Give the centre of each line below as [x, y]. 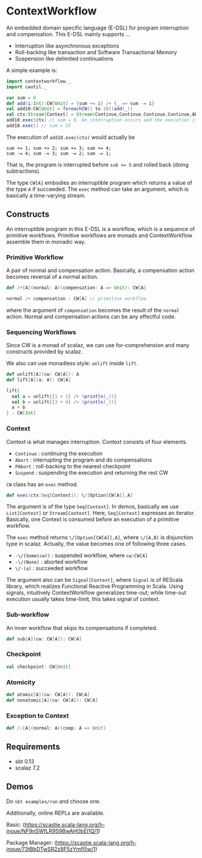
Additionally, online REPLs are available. [56, 813]
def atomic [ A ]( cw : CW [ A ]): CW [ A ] [48, 695]
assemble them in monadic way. [46, 241]
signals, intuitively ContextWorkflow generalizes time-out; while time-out [96, 593]
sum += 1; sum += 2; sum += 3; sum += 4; [59, 148]
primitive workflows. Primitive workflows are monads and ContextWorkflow [99, 235]
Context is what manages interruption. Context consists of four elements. [97, 442]
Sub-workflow [28, 615]
